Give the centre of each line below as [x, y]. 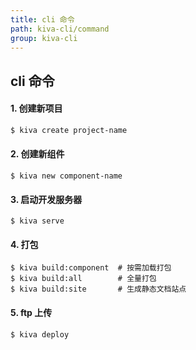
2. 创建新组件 [37, 154]
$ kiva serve [37, 221]
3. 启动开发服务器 [46, 199]
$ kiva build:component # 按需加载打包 [91, 268]
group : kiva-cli [44, 38]
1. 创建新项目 [36, 108]
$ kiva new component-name [66, 176]
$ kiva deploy [40, 334]
